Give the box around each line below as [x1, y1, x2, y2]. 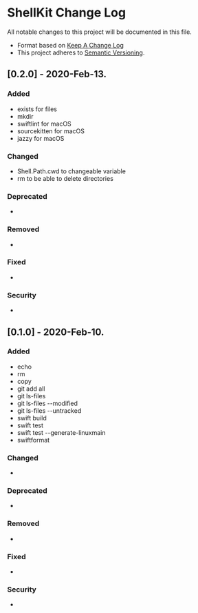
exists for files [16, 105, 57, 113]
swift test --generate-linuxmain [16, 428, 106, 436]
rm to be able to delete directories [16, 174, 113, 182]
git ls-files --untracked [16, 406, 82, 415]
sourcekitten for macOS [16, 126, 85, 135]
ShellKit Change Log [7, 5, 126, 21]
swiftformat [16, 436, 50, 444]
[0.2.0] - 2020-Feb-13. [7, 68, 107, 80]
